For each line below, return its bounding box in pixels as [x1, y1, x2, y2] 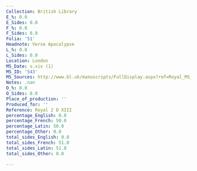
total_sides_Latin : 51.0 [6, 145, 67, 151]
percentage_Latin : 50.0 [6, 123, 64, 129]
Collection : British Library [6, 8, 77, 15]
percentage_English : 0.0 [6, 112, 67, 118]
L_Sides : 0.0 [6, 52, 38, 58]
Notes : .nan [6, 80, 35, 86]
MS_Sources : [6, 74, 35, 80]
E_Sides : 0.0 [6, 19, 38, 25]
